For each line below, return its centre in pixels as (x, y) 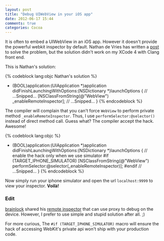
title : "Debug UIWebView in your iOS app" (49, 14)
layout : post (18, 10)
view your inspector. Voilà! (32, 186)
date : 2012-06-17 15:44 (29, 19)
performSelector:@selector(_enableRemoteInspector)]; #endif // (77, 166)
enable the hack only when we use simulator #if (60, 156)
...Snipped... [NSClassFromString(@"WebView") (60, 96)
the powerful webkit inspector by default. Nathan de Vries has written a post (82, 47)
